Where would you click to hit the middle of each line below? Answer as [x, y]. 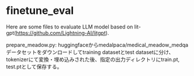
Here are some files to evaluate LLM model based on [70, 27]
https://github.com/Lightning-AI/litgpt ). [62, 32]
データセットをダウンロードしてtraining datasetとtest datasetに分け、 [90, 52]
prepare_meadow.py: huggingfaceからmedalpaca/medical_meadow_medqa [97, 45]
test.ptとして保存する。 [34, 66]
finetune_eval [40, 11]
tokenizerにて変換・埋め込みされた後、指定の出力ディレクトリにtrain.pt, [93, 59]
